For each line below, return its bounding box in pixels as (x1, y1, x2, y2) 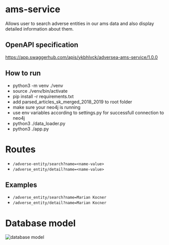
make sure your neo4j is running (12, 104, 80, 110)
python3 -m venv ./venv (12, 83, 64, 89)
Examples (5, 180, 37, 189)
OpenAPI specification (5, 41, 79, 49)
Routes (5, 144, 36, 155)
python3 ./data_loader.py (12, 120, 66, 126)
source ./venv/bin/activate (12, 88, 68, 94)
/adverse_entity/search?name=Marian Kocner (12, 195, 107, 200)
